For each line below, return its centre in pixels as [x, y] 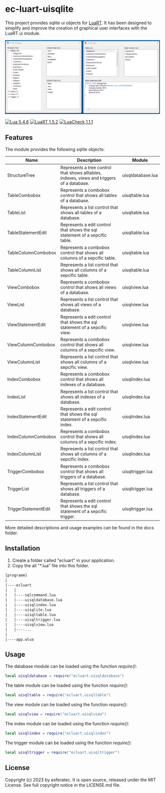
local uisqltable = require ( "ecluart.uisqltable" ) [58, 695]
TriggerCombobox [26, 471]
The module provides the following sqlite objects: [55, 149]
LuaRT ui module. [23, 33]
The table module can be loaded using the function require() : [67, 685]
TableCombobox [24, 195]
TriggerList [18, 489]
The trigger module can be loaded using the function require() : [69, 743]
